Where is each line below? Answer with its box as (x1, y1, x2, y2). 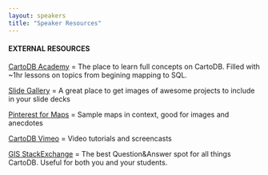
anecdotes (8, 117, 44, 128)
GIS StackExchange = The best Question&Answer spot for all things (8, 149, 231, 158)
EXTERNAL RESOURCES (8, 44, 90, 54)
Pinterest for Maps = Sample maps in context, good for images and (8, 109, 230, 119)
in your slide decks (8, 93, 70, 104)
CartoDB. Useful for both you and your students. (8, 157, 168, 167)
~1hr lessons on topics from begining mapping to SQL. (8, 70, 188, 80)
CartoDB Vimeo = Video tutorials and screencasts (8, 133, 172, 143)
